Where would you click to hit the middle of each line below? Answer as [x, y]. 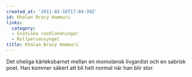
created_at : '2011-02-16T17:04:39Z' [52, 12]
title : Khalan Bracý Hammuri [42, 45]
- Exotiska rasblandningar [45, 34]
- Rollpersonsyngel [36, 39]
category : [24, 28]
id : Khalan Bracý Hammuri [38, 17]
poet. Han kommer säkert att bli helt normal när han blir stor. [80, 68]
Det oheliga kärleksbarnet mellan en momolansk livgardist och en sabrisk [96, 61]
